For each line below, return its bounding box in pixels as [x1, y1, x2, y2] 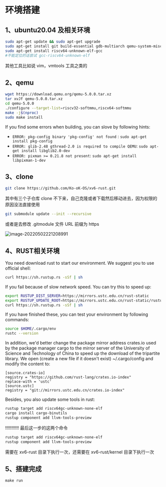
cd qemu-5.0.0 [5, 101, 35, 106]
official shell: [5, 265, 31, 271]
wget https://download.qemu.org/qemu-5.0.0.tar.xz [5, 92, 112, 97]
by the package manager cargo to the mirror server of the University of [5, 345, 150, 351]
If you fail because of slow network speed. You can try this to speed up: [5, 284, 152, 290]
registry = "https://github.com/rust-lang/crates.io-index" [5, 375, 132, 380]
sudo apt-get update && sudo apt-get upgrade [5, 39, 100, 44]
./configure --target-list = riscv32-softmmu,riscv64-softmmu [5, 105, 132, 110]
